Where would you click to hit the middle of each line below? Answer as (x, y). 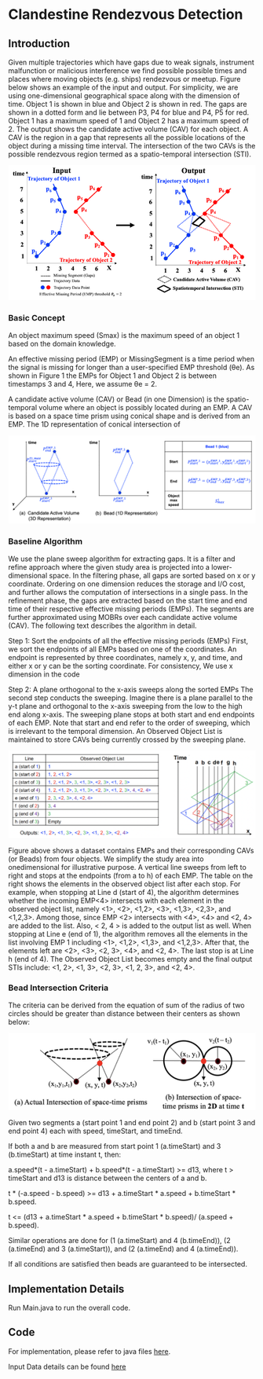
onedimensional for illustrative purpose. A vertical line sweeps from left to (128, 867)
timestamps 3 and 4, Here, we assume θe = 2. (83, 383)
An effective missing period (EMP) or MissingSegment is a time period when (131, 358)
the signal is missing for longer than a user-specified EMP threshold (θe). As (131, 367)
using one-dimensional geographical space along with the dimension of (124, 95)
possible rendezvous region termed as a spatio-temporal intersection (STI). (130, 154)
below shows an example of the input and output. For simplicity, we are (123, 87)
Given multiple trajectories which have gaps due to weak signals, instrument (131, 62)
